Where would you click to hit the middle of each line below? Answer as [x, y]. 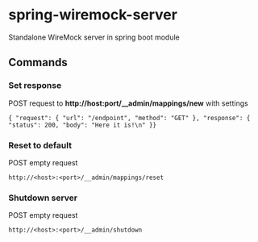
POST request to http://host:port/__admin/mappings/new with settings [128, 103]
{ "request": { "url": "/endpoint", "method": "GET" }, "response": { [129, 118]
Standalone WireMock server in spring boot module [94, 37]
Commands [38, 63]
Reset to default [40, 145]
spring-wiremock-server [93, 15]
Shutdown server [43, 198]
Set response [35, 86]
